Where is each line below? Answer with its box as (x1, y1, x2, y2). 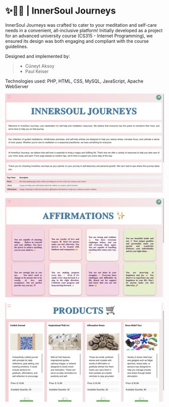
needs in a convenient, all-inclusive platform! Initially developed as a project (5, 27, 163, 33)
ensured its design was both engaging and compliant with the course (5, 38, 149, 44)
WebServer (5, 83, 29, 89)
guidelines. (5, 43, 28, 49)
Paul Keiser (25, 68, 49, 74)
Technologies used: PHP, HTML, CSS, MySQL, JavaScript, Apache (5, 78, 144, 84)
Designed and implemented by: (5, 53, 71, 59)
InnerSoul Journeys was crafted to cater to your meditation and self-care (5, 22, 157, 28)
